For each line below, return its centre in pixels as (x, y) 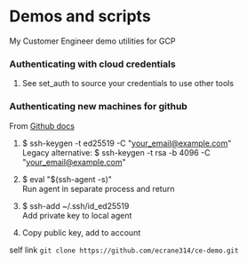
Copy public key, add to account (81, 232)
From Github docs (42, 125)
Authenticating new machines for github (99, 107)
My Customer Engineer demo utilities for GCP (92, 41)
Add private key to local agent (77, 215)
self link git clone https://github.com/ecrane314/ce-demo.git (124, 250)
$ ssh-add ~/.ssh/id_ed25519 (76, 205)
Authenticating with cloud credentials (92, 64)
